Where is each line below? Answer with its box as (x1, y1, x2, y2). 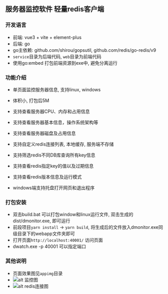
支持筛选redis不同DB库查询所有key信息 (12, 152, 96, 158)
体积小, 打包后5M (12, 97, 50, 104)
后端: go (12, 41, 30, 47)
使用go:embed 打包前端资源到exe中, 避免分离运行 (12, 60, 118, 66)
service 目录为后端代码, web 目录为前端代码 (12, 53, 101, 60)
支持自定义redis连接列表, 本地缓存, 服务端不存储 (12, 141, 114, 147)
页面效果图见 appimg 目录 (12, 270, 63, 276)
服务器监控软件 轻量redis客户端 (5, 5, 104, 14)
